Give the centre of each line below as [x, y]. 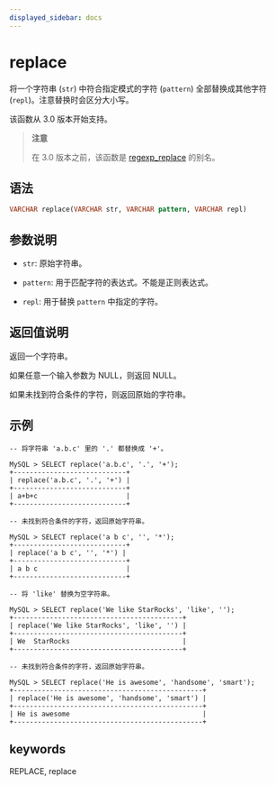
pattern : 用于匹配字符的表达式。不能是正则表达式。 [117, 283]
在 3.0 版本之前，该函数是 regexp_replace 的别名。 [125, 157]
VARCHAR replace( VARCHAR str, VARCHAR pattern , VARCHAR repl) [128, 210]
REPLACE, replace [43, 771]
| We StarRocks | [98, 641]
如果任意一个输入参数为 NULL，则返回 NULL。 [95, 375]
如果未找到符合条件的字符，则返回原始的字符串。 [100, 394]
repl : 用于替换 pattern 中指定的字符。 [93, 302]
